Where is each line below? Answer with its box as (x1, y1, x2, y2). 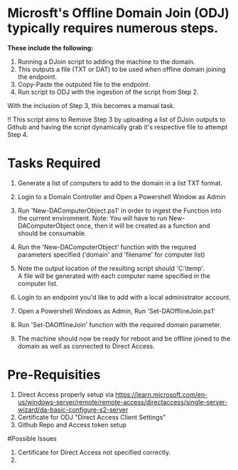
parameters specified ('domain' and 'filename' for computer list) (17, 250, 205, 259)
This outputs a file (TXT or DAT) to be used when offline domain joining (17, 65, 226, 73)
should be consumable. (17, 229, 87, 237)
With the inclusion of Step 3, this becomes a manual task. (7, 101, 175, 110)
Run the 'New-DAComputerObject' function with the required (17, 242, 197, 251)
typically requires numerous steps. (7, 20, 219, 36)
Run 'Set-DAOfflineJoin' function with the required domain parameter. (17, 320, 222, 329)
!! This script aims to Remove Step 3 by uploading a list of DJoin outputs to (7, 115, 226, 124)
